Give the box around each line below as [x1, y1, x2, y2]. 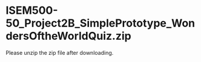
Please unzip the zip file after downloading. [5, 49, 114, 56]
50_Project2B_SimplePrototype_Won [5, 16, 196, 30]
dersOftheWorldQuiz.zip [5, 29, 131, 43]
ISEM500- [5, 4, 58, 17]
